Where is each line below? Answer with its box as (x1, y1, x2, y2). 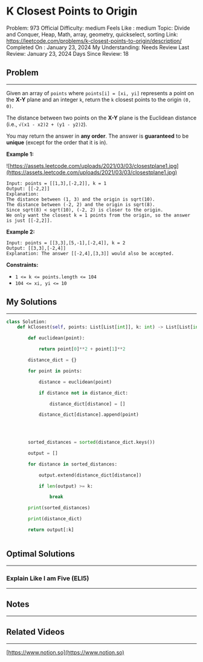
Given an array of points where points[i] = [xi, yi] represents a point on (6, 89, 195, 96)
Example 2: (6, 228, 35, 235)
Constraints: (6, 261, 39, 268)
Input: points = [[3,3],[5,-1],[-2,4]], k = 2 (6, 239, 126, 246)
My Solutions (6, 297, 57, 307)
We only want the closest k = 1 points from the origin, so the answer (6, 212, 190, 218)
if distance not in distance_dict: (38, 390, 129, 396)
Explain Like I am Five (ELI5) (6, 574, 89, 583)
